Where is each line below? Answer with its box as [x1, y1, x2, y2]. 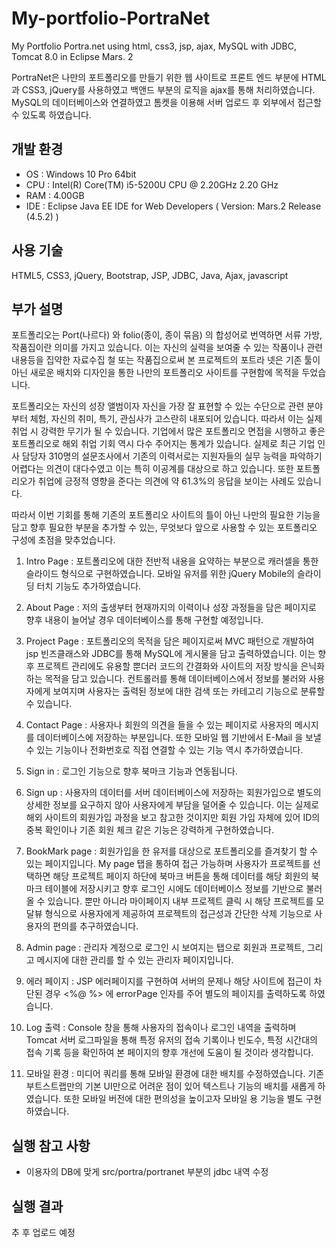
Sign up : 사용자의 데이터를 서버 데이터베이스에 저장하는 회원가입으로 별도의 [25, 787, 322, 799]
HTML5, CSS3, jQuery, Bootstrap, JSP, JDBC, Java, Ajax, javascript [11, 269, 289, 281]
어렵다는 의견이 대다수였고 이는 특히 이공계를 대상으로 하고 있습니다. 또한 [11, 463, 294, 475]
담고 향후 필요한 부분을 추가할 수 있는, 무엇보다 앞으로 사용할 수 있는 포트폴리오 [11, 522, 318, 534]
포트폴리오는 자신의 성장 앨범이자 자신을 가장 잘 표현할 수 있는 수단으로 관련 [11, 400, 305, 412]
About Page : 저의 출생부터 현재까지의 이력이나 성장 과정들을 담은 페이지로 [25, 602, 317, 614]
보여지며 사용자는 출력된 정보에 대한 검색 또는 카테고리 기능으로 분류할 [52, 685, 326, 697]
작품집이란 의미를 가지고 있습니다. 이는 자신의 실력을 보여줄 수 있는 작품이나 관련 [11, 342, 324, 354]
